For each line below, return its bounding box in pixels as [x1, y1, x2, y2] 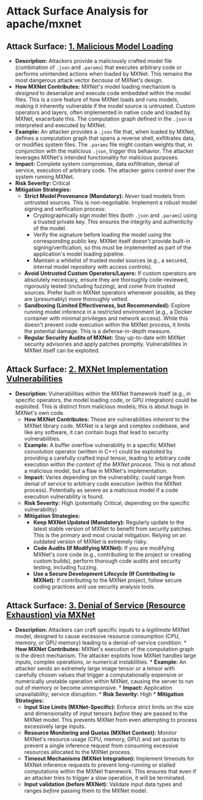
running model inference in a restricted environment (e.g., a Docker [24, 308, 193, 316]
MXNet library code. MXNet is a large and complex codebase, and [24, 422, 190, 429]
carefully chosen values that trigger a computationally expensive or [15, 671, 184, 678]
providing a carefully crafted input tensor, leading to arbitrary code [24, 454, 191, 461]
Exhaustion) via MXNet [6, 610, 95, 620]
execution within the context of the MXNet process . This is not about [24, 460, 196, 468]
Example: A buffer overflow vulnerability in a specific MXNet [24, 441, 176, 449]
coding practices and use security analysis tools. [33, 583, 156, 590]
